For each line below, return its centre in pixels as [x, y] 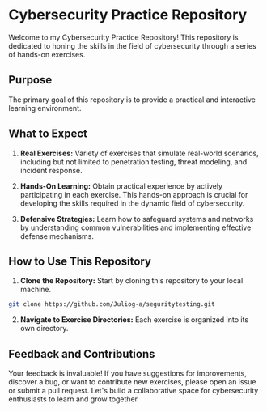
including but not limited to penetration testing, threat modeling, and [133, 161]
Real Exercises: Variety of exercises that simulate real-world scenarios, [139, 153]
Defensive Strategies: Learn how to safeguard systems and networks [137, 219]
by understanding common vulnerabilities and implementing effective [136, 227]
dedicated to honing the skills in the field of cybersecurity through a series [132, 45]
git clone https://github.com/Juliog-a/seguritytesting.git [112, 304]
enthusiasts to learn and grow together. [74, 399]
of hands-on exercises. [47, 54]
